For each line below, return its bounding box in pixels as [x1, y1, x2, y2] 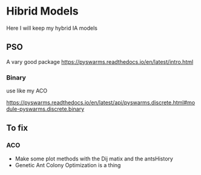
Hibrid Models [6, 4, 79, 18]
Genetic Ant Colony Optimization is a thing [15, 161, 121, 168]
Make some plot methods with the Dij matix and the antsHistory [15, 155, 174, 162]
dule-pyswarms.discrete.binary [6, 105, 85, 113]
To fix [6, 123, 28, 133]
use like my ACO [6, 87, 47, 95]
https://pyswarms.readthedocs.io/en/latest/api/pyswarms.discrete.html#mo [6, 99, 196, 106]
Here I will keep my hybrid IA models [6, 24, 98, 32]
